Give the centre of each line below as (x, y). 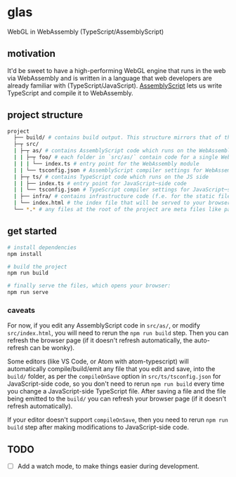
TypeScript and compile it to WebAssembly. (70, 93)
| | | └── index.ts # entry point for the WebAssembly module (106, 163)
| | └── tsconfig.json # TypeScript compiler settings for (102, 190)
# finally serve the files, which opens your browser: (89, 286)
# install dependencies (42, 247)
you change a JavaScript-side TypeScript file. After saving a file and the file (117, 391)
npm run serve (28, 293)
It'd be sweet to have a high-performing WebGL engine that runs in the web (117, 70)
